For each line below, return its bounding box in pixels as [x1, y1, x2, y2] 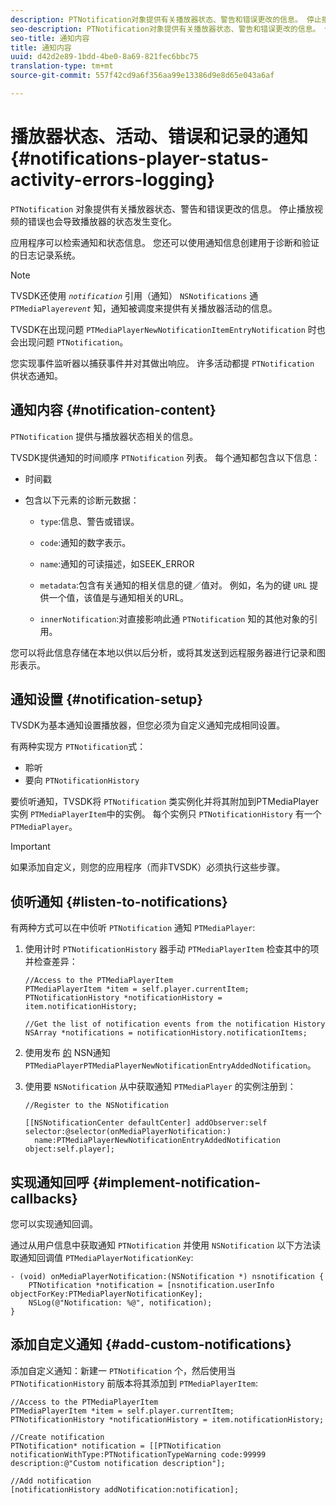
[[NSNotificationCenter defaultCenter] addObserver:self [24, 1118, 268, 1128]
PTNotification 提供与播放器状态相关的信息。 [10, 430, 199, 442]
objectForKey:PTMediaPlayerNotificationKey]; [10, 1289, 203, 1300]
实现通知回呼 [10, 1174, 90, 1191]
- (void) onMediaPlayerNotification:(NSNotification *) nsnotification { [10, 1272, 325, 1282]
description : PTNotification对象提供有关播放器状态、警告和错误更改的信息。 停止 [10, 14, 322, 25]
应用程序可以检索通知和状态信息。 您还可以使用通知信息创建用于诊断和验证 [10, 236, 320, 248]
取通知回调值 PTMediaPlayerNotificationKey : [10, 1252, 194, 1264]
